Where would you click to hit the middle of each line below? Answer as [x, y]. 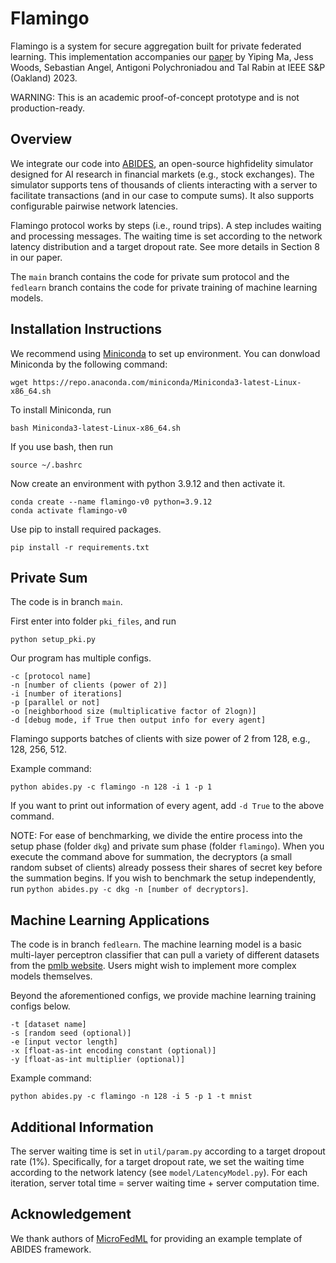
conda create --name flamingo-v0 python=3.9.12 [111, 502]
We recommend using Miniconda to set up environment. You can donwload [165, 353]
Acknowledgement [71, 1214]
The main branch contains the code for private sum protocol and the [150, 276]
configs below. [40, 1006]
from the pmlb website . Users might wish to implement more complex [153, 966]
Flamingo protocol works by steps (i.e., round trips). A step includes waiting [166, 225]
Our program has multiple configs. [81, 658]
